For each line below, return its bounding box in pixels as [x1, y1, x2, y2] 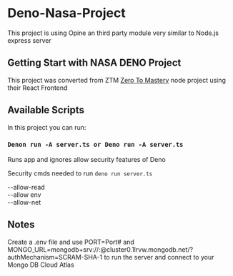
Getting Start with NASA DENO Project [7, 57, 182, 69]
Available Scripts [7, 104, 84, 116]
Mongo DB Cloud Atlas [7, 260, 74, 269]
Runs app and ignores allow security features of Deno [7, 155, 166, 163]
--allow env [7, 190, 41, 199]
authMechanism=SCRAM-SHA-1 [7, 252, 103, 261]
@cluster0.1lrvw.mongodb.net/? [100, 245, 194, 254]
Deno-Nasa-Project [7, 5, 127, 21]
